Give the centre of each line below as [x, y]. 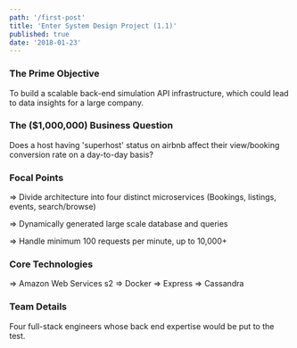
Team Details [38, 307]
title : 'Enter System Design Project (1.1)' [93, 26]
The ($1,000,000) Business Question [91, 126]
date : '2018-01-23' [45, 42]
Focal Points [37, 178]
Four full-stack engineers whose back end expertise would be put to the [142, 326]
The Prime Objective [54, 74]
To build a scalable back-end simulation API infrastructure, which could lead [149, 93]
